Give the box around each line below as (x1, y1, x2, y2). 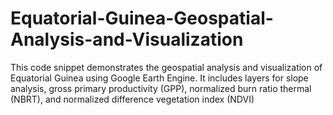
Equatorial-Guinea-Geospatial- (10, 7, 274, 30)
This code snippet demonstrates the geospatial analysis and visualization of (10, 61, 323, 73)
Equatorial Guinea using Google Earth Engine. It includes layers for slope (10, 72, 309, 84)
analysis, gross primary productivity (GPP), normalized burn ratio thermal (10, 82, 312, 94)
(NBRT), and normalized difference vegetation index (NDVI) (10, 93, 255, 105)
